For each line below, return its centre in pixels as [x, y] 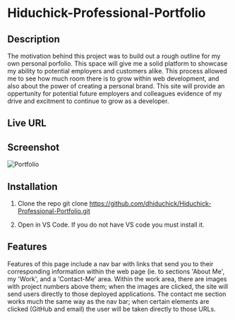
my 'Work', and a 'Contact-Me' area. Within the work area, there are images [117, 279]
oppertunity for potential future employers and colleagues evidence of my [115, 94]
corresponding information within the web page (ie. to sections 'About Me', [116, 271]
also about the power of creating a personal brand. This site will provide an [116, 86]
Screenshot [34, 147]
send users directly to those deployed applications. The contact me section [117, 294]
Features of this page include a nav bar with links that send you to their [110, 263]
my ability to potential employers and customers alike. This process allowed [117, 71]
